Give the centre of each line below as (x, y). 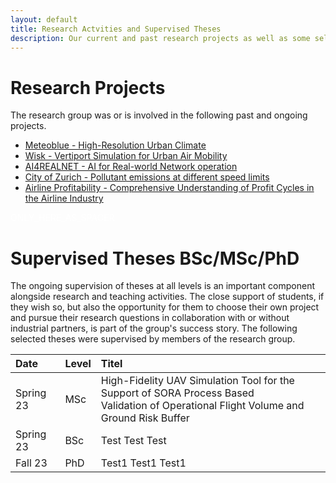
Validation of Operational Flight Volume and (202, 406)
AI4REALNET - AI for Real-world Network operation (131, 167)
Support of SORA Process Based (177, 393)
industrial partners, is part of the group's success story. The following (154, 328)
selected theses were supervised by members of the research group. (153, 339)
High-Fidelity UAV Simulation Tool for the (197, 381)
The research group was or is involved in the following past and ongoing (159, 115)
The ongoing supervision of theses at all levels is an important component (163, 286)
